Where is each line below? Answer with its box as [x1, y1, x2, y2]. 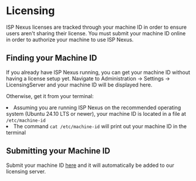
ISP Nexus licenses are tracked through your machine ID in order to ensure [6, 24, 187, 31]
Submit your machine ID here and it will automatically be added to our [6, 162, 174, 169]
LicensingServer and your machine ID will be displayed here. [6, 81, 153, 88]
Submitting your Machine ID [6, 146, 110, 156]
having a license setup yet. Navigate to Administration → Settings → [6, 75, 170, 82]
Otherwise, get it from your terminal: [6, 92, 94, 99]
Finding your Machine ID [6, 53, 97, 63]
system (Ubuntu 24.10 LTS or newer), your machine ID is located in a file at [6, 110, 187, 117]
